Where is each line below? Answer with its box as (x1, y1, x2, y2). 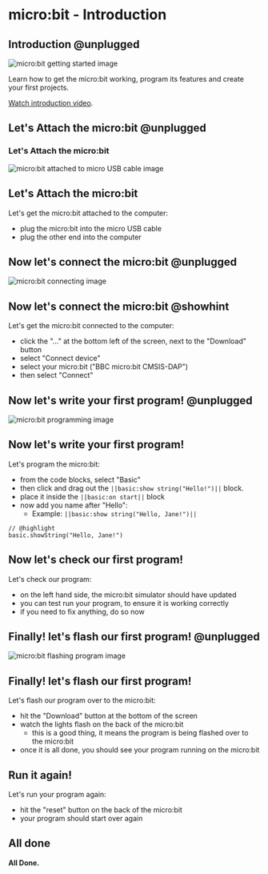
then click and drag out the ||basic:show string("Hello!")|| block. (19, 483, 244, 493)
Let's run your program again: (8, 790, 106, 799)
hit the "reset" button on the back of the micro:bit (19, 805, 182, 814)
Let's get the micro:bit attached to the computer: (8, 208, 169, 218)
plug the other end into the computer (19, 232, 142, 242)
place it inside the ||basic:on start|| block (19, 491, 166, 501)
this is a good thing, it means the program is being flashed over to (31, 728, 249, 738)
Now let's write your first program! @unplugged (8, 394, 253, 407)
